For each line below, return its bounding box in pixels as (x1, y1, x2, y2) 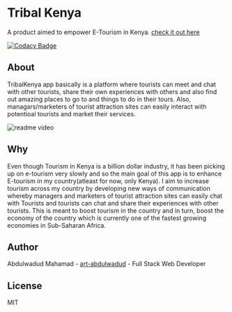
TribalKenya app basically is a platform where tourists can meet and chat (7, 80, 216, 88)
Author (7, 241, 38, 253)
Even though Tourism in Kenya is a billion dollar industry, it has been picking (7, 162, 225, 170)
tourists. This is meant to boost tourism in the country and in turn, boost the (7, 206, 224, 214)
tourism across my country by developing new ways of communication (7, 184, 210, 192)
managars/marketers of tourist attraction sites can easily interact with (7, 102, 207, 111)
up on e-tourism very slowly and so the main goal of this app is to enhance (7, 169, 222, 178)
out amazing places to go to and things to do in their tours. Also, (7, 95, 192, 103)
